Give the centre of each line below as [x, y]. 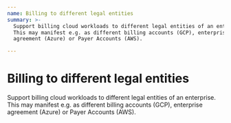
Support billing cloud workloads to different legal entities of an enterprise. [112, 98]
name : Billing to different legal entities [70, 13]
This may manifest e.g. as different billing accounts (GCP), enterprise [105, 105]
